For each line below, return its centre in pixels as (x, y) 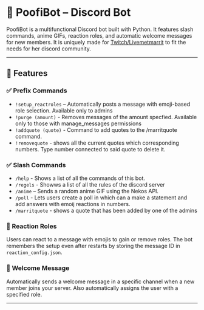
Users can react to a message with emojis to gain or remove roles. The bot (100, 239)
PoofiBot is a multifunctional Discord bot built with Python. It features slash (100, 29)
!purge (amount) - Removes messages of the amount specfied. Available (106, 117)
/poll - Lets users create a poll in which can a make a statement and (101, 198)
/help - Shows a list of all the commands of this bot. (80, 178)
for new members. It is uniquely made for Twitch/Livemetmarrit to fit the (96, 42)
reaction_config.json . (34, 252)
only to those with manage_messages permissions (78, 123)
